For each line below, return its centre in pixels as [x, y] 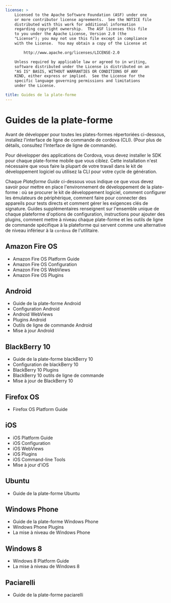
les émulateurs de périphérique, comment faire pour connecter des [76, 198]
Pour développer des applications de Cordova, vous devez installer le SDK [83, 155]
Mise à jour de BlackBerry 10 [43, 381]
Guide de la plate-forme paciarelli [48, 595]
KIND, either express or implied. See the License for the [80, 76]
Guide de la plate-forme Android [47, 304]
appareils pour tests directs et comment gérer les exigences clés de [77, 203]
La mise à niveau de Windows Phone [51, 532]
